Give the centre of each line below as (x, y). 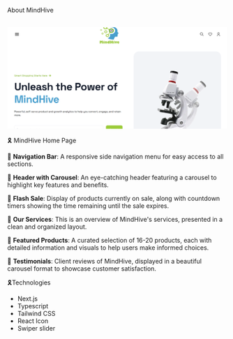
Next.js (28, 299)
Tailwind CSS (36, 313)
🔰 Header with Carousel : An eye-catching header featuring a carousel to (112, 177)
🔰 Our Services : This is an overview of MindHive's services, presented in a (115, 219)
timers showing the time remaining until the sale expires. (88, 206)
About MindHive (30, 10)
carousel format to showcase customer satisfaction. (82, 269)
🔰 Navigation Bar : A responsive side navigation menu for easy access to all (115, 156)
